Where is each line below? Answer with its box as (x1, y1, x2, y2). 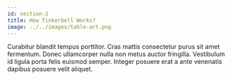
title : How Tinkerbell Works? (7, 17, 96, 24)
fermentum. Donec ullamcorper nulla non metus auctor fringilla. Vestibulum (7, 50, 225, 58)
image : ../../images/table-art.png (7, 23, 112, 30)
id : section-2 (7, 10, 49, 18)
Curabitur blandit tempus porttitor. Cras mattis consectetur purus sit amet (7, 43, 220, 51)
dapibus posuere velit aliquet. (7, 65, 93, 74)
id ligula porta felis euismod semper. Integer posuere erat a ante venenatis (7, 58, 223, 66)
